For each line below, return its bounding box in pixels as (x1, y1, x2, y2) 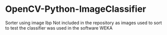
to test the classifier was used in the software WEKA (5, 25, 113, 31)
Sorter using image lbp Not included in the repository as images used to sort (5, 20, 162, 26)
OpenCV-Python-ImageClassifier (5, 3, 146, 15)
